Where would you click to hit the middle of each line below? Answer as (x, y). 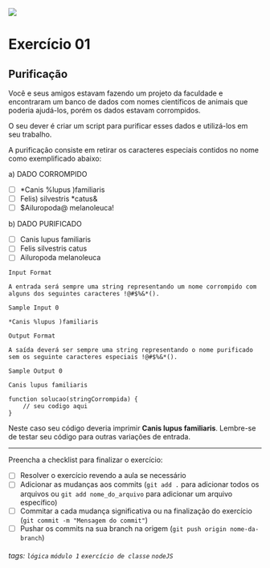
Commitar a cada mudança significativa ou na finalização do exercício (136, 511)
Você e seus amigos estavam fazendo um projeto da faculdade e (116, 93)
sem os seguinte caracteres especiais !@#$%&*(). (93, 358)
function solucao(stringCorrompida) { (73, 399)
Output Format (32, 336)
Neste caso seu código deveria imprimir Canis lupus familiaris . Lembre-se (132, 428)
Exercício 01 (49, 45)
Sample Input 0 (34, 308)
